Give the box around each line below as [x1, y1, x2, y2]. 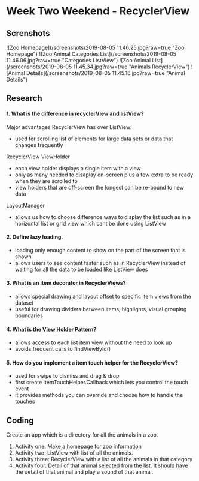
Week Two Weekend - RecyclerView [6, 4, 190, 18]
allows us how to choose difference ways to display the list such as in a [14, 213, 191, 220]
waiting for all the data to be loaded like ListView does [14, 266, 148, 273]
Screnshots [6, 28, 50, 38]
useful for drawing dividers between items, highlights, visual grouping [14, 306, 187, 312]
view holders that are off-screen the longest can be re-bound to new [14, 184, 184, 191]
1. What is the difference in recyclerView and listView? [6, 110, 145, 117]
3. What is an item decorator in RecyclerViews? [6, 279, 127, 287]
